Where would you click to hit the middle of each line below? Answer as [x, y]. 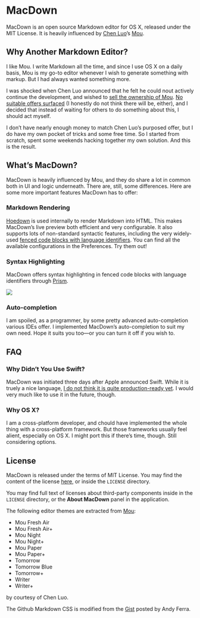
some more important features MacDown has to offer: [72, 192]
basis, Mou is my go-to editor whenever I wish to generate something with [97, 73]
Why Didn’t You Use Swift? [46, 369]
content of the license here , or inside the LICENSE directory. [78, 481]
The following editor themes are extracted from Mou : [71, 511]
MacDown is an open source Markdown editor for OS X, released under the [99, 27]
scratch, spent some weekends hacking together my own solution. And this [99, 140]
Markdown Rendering [38, 208]
